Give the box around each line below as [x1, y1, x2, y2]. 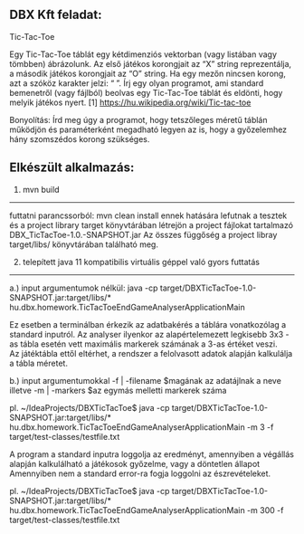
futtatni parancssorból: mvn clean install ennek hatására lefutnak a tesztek [9, 210, 288, 221]
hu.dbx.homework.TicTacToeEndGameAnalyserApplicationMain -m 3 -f [9, 421, 274, 433]
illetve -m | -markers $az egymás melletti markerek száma [9, 385, 227, 396]
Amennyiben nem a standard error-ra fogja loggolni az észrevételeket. [9, 468, 271, 479]
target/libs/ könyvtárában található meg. [9, 239, 158, 250]
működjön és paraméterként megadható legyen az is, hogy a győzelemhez [9, 124, 288, 135]
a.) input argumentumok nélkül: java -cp [9, 282, 158, 293]
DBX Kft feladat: [9, 7, 102, 23]
